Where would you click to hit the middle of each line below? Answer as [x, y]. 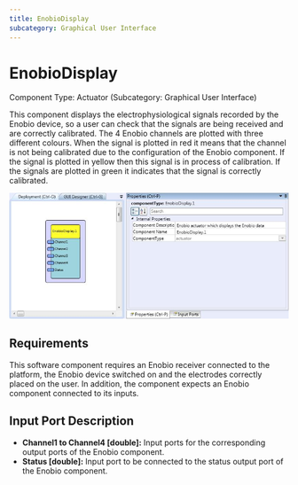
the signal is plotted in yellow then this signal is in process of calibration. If [145, 162]
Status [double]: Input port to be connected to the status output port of [153, 461]
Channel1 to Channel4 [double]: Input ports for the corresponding [144, 442]
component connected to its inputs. [74, 393]
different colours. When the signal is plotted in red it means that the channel [148, 143]
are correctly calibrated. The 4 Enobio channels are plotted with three [136, 134]
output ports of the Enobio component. [93, 451]
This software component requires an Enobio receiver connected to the [140, 364]
